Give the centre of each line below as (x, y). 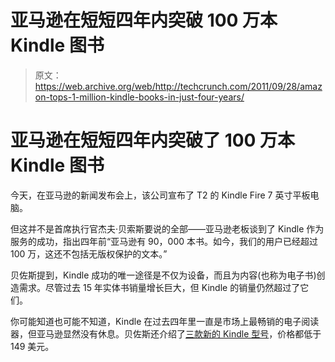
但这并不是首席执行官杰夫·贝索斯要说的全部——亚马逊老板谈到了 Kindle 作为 (167, 228)
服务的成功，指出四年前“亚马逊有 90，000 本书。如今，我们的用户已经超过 (164, 241)
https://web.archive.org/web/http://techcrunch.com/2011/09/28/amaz (178, 86)
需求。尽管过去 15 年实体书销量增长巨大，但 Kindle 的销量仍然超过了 (159, 287)
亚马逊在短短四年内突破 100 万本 (144, 20)
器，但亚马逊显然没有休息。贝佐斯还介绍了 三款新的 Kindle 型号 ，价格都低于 (166, 333)
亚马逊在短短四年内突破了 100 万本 (153, 140)
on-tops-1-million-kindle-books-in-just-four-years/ (139, 97)
